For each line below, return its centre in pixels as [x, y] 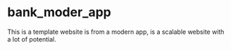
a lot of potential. [32, 39]
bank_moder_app [59, 12]
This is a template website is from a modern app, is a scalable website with [116, 32]
